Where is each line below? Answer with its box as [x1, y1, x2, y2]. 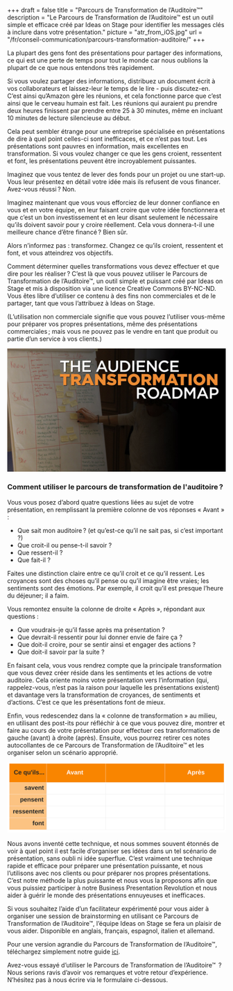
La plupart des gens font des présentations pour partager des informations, [7, 49, 223, 57]
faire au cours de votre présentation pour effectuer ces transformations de [7, 726, 221, 734]
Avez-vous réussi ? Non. [7, 185, 76, 193]
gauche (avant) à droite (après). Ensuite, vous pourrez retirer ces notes [7, 734, 210, 742]
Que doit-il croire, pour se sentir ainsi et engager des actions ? [17, 640, 196, 648]
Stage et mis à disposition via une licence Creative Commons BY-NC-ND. [7, 285, 216, 292]
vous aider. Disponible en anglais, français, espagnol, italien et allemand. [7, 926, 215, 935]
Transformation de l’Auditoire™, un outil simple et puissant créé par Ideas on [7, 277, 223, 285]
